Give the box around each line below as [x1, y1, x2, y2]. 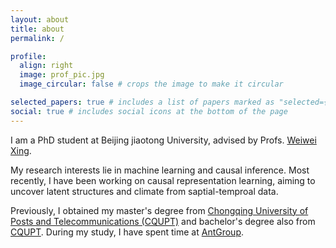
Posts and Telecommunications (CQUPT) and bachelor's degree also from [10, 215, 316, 227]
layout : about [10, 14, 70, 25]
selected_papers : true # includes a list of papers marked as [10, 97, 275, 107]
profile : [10, 51, 47, 61]
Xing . [10, 144, 32, 156]
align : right [19, 61, 74, 71]
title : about [10, 24, 65, 34]
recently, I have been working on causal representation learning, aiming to [10, 174, 316, 186]
